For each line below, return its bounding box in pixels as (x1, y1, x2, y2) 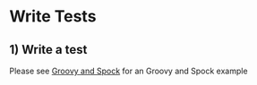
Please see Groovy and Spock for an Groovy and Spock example (9, 65, 248, 76)
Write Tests (9, 6, 97, 27)
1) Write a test (9, 42, 88, 57)
